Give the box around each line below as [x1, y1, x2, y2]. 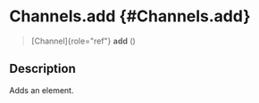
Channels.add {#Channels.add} [9, 6, 251, 27]
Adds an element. [9, 84, 74, 95]
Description [9, 61, 76, 76]
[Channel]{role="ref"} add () [30, 36, 136, 46]
